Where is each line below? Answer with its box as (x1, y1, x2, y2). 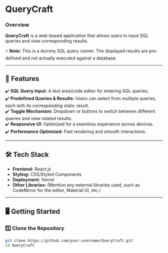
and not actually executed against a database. (22, 55, 117, 61)
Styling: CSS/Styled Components (12, 171, 82, 177)
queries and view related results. (5, 115, 72, 121)
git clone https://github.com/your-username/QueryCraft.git (5, 238, 133, 243)
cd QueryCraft (5, 242, 35, 248)
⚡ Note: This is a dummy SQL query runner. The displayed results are (5, 48, 148, 54)
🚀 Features (5, 74, 39, 83)
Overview (5, 21, 29, 28)
